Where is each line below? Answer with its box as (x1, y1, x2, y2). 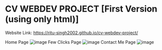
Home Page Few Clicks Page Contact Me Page (5, 39, 136, 45)
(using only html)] (5, 14, 79, 25)
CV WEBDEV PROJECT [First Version (5, 3, 158, 15)
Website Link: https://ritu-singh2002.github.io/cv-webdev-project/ (5, 30, 138, 35)
